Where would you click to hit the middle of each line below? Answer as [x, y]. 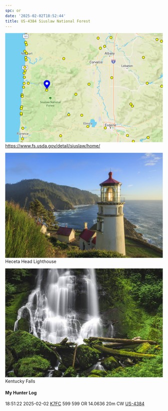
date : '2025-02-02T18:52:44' [35, 16]
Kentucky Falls [20, 381]
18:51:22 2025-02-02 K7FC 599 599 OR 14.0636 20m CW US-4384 [75, 404]
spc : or [13, 10]
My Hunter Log [21, 392]
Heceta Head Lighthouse [31, 261]
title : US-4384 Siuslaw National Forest [48, 21]
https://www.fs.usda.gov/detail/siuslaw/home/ [53, 146]
